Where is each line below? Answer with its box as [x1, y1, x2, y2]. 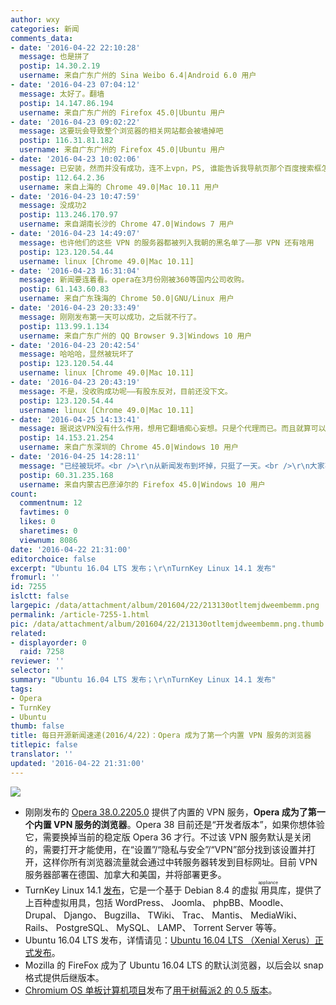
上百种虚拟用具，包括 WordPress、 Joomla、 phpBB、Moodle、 [24, 896, 290, 908]
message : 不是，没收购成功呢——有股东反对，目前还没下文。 [19, 386, 233, 396]
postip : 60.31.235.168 [19, 470, 114, 480]
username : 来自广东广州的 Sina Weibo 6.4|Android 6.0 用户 [19, 71, 257, 81]
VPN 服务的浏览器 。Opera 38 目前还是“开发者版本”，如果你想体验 [53, 818, 325, 830]
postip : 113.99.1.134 [19, 321, 110, 331]
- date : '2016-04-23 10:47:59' [10, 191, 141, 201]
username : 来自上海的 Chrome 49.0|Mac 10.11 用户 [19, 182, 220, 192]
